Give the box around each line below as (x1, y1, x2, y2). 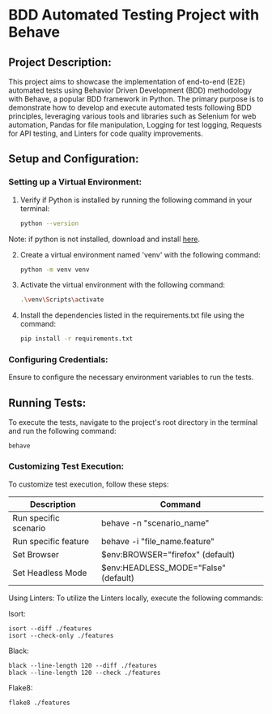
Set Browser (12, 548, 59, 560)
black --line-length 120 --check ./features (8, 669, 161, 677)
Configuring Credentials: (8, 354, 108, 366)
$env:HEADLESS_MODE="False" (100, 562, 227, 573)
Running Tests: (8, 396, 87, 409)
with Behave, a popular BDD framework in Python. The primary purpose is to (8, 94, 264, 103)
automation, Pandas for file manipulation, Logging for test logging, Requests (8, 120, 262, 129)
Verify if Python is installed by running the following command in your (19, 195, 253, 205)
